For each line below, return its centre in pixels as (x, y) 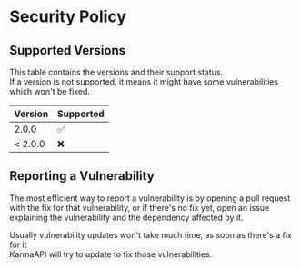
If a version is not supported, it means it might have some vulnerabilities (144, 82)
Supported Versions (67, 50)
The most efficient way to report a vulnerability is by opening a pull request (150, 198)
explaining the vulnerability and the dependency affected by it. (126, 217)
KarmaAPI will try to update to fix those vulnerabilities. (111, 254)
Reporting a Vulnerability (82, 176)
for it (18, 244)
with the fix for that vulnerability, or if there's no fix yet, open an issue (140, 207)
